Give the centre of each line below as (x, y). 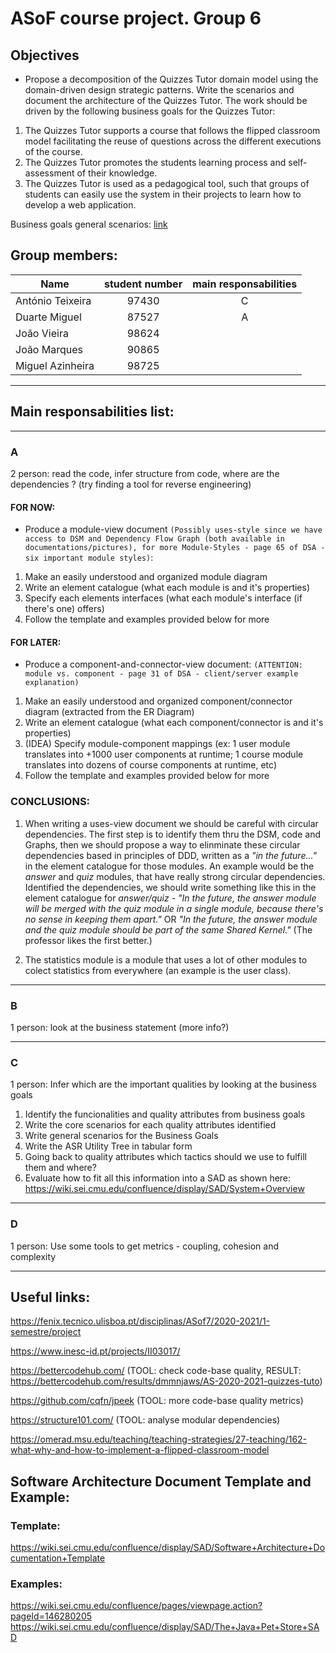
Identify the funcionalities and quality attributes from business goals (165, 1114)
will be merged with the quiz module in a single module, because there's (174, 908)
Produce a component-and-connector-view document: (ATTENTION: (164, 664)
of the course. (53, 151)
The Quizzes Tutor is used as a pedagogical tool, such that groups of (167, 183)
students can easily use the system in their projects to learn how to (163, 194)
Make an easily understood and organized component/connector (158, 701)
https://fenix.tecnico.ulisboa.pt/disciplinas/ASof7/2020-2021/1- (140, 1321)
